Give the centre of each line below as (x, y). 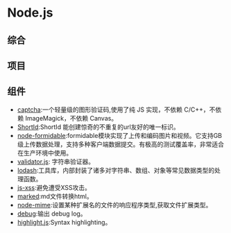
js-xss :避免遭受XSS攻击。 (54, 187)
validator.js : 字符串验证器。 (56, 162)
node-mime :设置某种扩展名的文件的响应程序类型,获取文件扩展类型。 (114, 205)
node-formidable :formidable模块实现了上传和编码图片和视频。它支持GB (120, 135)
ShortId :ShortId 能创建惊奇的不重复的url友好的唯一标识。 (99, 127)
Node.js (30, 13)
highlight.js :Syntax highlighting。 (64, 222)
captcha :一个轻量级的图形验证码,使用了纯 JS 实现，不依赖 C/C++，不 (116, 110)
